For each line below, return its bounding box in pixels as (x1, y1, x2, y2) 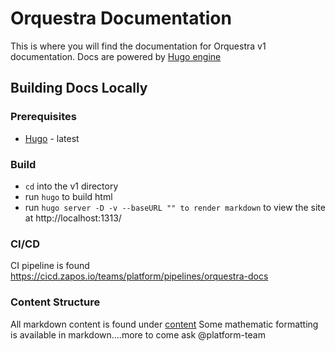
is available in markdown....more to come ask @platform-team (10, 328, 266, 341)
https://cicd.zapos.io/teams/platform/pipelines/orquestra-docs (10, 270, 269, 282)
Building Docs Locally (10, 80, 148, 97)
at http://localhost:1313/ (24, 212, 122, 224)
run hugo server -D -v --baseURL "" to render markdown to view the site (24, 201, 326, 213)
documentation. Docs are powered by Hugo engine (10, 50, 222, 62)
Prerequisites (10, 110, 77, 124)
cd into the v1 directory (24, 180, 119, 192)
